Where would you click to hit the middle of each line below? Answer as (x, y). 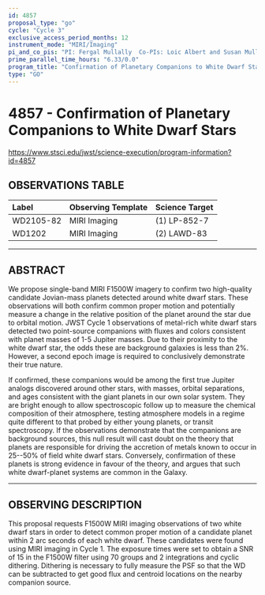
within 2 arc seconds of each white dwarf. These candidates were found (126, 540)
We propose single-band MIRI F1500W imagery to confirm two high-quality (130, 289)
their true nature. (35, 365)
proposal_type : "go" (42, 23)
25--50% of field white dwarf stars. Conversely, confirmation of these (122, 456)
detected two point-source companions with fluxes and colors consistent (127, 331)
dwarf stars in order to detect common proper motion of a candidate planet (130, 532)
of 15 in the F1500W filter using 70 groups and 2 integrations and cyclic (123, 557)
